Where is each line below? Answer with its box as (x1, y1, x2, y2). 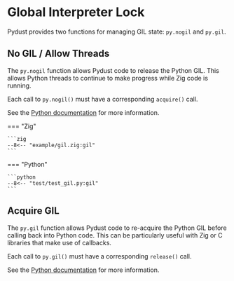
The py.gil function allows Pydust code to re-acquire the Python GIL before (7, 224, 227, 232)
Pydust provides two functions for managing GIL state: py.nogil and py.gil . (7, 27, 226, 36)
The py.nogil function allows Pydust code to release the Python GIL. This (7, 66, 219, 74)
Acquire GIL (7, 205, 60, 217)
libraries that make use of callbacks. (7, 238, 112, 247)
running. (7, 81, 32, 90)
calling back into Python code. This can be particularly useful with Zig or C (7, 231, 223, 239)
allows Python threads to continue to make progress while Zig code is (7, 74, 209, 82)
